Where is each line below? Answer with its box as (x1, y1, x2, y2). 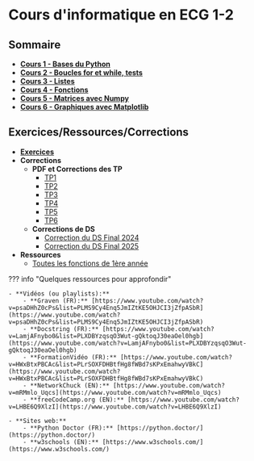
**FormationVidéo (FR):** (29, 353, 117, 361)
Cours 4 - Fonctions (19, 85, 89, 94)
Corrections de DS (31, 224, 95, 233)
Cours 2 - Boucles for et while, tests (19, 68, 144, 78)
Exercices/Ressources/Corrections (8, 125, 189, 139)
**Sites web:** (15, 417, 67, 425)
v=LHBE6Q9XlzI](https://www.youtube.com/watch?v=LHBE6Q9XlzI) (8, 402, 222, 411)
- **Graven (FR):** (23, 296, 89, 304)
